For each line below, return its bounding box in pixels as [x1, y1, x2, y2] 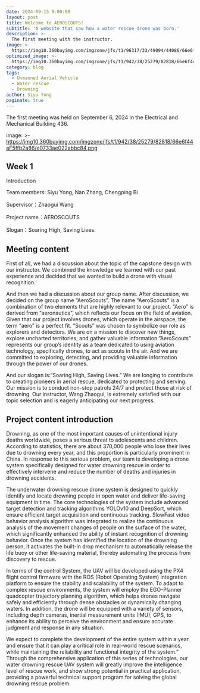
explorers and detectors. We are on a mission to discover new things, [6, 328, 176, 335]
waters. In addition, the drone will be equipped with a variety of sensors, [6, 605, 183, 613]
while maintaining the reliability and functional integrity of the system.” [6, 648, 179, 655]
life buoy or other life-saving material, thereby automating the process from [6, 549, 191, 557]
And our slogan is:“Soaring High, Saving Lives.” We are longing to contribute [6, 372, 193, 379]
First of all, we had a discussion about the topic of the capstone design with [6, 260, 192, 267]
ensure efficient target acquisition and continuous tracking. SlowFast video [6, 511, 190, 518]
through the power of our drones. [6, 360, 88, 367]
